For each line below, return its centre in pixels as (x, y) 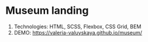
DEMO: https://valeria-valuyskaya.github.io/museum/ (78, 32)
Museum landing (47, 11)
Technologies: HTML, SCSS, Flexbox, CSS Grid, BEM (78, 26)
